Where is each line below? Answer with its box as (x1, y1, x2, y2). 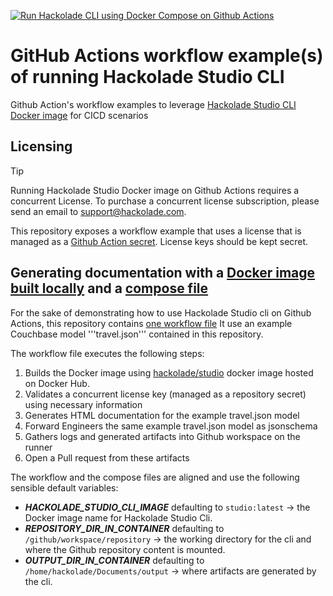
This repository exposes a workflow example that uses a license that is (10, 225, 302, 237)
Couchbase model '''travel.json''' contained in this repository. (10, 328, 264, 340)
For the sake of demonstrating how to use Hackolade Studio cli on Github (10, 306, 312, 319)
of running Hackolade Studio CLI (10, 66, 285, 89)
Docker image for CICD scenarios (10, 109, 149, 121)
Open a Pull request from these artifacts (24, 451, 190, 464)
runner (24, 441, 53, 453)
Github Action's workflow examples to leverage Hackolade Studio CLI (10, 98, 297, 110)
